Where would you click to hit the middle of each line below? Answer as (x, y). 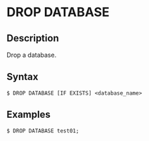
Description (33, 38)
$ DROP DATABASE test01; (43, 130)
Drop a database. (32, 55)
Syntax (22, 77)
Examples (28, 115)
